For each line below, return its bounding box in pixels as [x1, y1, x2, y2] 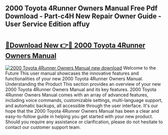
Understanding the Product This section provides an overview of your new [5, 81, 161, 87]
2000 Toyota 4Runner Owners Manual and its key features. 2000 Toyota [5, 86, 156, 92]
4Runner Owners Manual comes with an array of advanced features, [5, 92, 149, 98]
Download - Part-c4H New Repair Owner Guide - [5, 12, 161, 21]
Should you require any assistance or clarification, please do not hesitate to [5, 119, 163, 125]
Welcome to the [123, 65, 156, 71]
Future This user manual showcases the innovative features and [5, 71, 139, 76]
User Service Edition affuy [5, 20, 90, 28]
